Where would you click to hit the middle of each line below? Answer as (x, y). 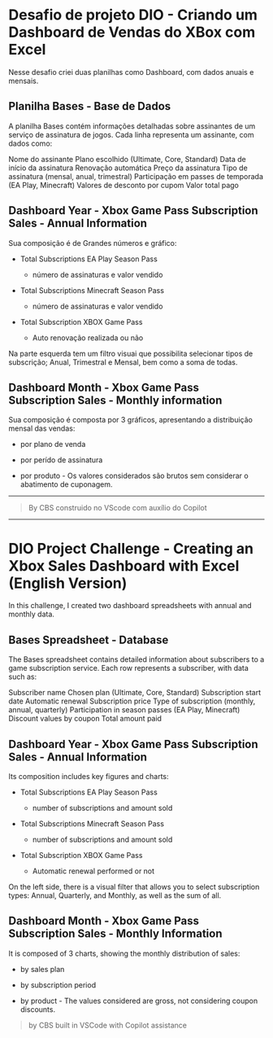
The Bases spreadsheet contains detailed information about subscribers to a (136, 659)
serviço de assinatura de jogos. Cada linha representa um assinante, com (131, 134)
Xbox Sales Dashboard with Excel (124, 565)
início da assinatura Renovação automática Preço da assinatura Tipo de (128, 168)
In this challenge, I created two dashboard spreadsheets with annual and (130, 606)
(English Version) (68, 583)
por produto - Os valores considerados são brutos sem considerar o (134, 476)
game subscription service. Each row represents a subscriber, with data (129, 668)
